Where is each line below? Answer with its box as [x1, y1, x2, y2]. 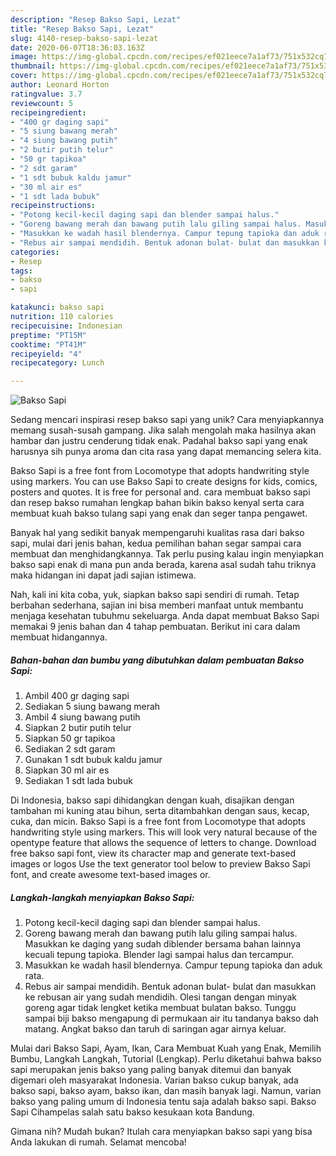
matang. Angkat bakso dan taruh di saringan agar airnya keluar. [24, 1023, 287, 1035]
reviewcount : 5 [10, 98, 74, 108]
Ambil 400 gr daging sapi [24, 690, 130, 702]
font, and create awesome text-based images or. [10, 869, 211, 881]
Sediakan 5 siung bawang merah [24, 701, 161, 713]
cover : [10, 71, 38, 81]
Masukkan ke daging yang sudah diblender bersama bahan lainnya [24, 938, 302, 950]
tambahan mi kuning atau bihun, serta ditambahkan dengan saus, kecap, [10, 805, 310, 817]
